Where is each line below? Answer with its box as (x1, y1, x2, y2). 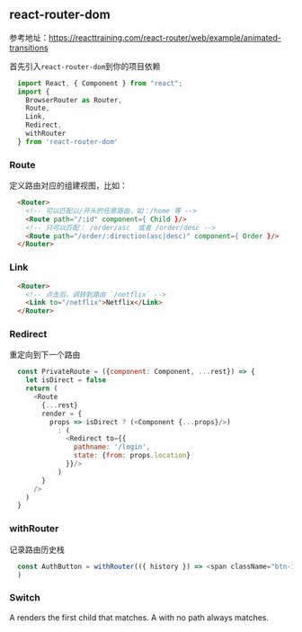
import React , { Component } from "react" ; (17, 78, 182, 88)
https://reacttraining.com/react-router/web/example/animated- (49, 31, 281, 43)
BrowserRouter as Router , (25, 95, 123, 104)
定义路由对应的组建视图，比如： (9, 180, 128, 191)
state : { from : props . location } (73, 451, 191, 460)
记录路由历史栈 (9, 544, 65, 555)
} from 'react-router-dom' (17, 137, 119, 147)
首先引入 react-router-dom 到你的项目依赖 (9, 60, 161, 71)
